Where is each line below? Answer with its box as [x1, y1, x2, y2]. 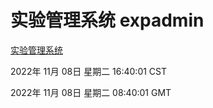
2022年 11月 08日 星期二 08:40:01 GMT [10, 86, 172, 98]
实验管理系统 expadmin [10, 9, 205, 32]
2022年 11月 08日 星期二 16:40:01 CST [10, 65, 168, 77]
